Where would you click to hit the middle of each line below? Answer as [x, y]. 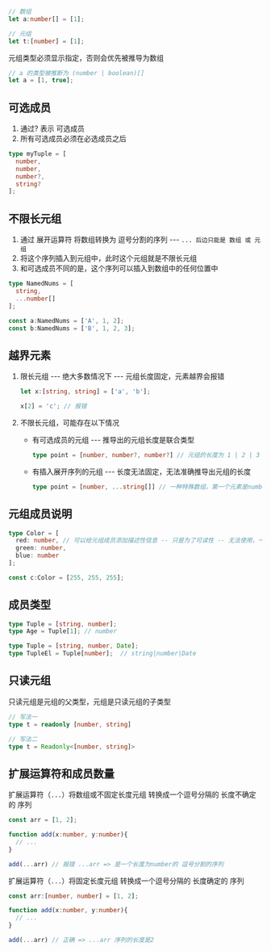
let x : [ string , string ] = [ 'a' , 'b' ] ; [85, 392]
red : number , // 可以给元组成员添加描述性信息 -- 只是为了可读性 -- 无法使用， [137, 541]
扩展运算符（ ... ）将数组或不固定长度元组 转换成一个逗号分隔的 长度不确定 [132, 794]
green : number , [41, 548]
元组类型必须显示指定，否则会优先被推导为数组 [86, 57]
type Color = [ [34, 533]
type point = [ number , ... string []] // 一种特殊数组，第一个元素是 [140, 487]
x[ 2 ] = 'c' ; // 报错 [53, 406]
